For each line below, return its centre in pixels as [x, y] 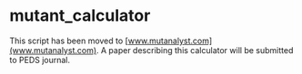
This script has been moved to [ [69, 41]
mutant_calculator [80, 16]
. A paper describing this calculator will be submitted [195, 50]
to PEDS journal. [40, 60]
